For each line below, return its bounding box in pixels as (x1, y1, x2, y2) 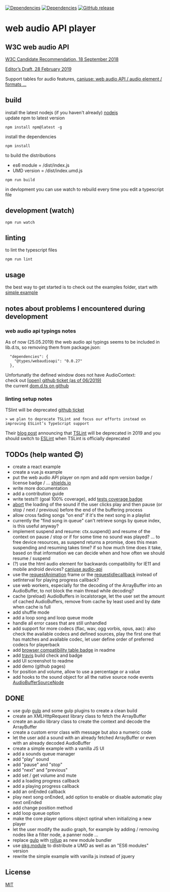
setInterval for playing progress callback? (12, 577, 99, 583)
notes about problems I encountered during (5, 304, 145, 313)
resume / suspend (12, 555, 51, 561)
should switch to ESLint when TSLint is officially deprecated (5, 436, 130, 442)
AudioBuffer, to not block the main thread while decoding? (12, 588, 134, 594)
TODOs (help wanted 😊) (5, 450, 83, 459)
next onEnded (12, 799, 42, 805)
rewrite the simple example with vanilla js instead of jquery (12, 853, 135, 859)
